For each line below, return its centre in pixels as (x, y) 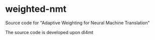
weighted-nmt (36, 9)
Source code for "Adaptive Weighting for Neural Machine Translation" (78, 23)
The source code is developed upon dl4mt (49, 32)
